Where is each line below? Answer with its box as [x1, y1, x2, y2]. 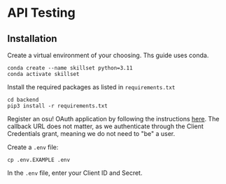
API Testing [7, 5, 76, 21]
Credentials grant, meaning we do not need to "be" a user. [7, 130, 176, 137]
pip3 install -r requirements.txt [7, 102, 108, 109]
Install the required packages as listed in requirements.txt [7, 83, 176, 91]
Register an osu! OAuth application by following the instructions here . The [7, 115, 220, 123]
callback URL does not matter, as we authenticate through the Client [7, 122, 204, 130]
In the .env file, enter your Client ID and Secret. [7, 169, 143, 177]
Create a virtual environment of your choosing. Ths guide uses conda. [7, 51, 209, 59]
